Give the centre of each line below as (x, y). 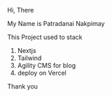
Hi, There (21, 10)
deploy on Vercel (42, 73)
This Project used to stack (45, 37)
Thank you (23, 86)
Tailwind (29, 58)
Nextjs (27, 51)
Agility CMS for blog (46, 65)
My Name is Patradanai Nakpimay (56, 23)
